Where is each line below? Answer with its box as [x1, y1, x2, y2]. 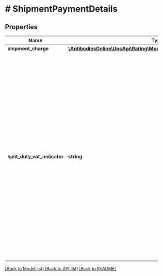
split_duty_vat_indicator [7, 153, 64, 160]
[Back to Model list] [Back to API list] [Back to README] [5, 266, 116, 271]
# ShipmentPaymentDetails [5, 3, 118, 15]
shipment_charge [7, 45, 49, 52]
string [68, 153, 82, 160]
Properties [5, 23, 38, 31]
